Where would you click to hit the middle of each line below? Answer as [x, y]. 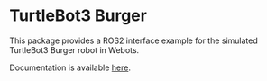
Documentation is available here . [70, 67]
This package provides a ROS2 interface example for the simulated [134, 40]
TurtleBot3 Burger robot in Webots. [74, 49]
